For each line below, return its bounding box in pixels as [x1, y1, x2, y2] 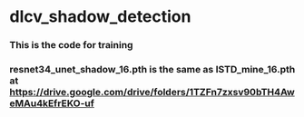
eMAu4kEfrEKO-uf [9, 97, 95, 110]
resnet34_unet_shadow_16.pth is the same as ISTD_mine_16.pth [9, 63, 296, 76]
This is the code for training [9, 39, 133, 52]
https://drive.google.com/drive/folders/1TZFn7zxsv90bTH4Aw [9, 86, 295, 99]
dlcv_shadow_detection [9, 6, 191, 27]
